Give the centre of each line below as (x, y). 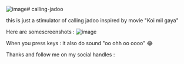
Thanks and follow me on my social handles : (61, 55)
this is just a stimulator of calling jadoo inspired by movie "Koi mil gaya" (92, 20)
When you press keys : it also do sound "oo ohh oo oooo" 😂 (80, 43)
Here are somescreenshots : (40, 32)
